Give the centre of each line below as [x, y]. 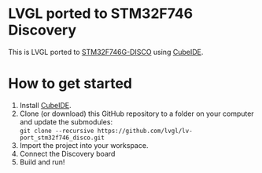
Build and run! [42, 162]
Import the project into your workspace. [84, 145]
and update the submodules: [66, 121]
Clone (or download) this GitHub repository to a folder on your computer [137, 114]
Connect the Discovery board [67, 153]
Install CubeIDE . [46, 105]
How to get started [70, 84]
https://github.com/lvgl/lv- [145, 131]
